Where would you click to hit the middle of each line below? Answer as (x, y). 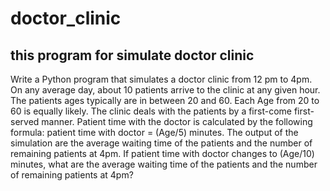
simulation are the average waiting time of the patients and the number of (161, 143)
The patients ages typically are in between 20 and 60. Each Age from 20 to (165, 100)
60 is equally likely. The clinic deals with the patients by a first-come (151, 111)
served (25, 121)
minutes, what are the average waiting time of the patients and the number (164, 164)
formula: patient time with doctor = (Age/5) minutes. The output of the (154, 132)
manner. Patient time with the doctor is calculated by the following (177, 121)
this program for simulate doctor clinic (132, 55)
